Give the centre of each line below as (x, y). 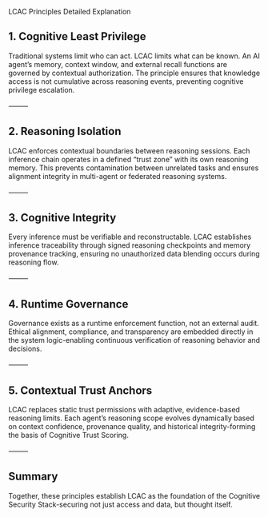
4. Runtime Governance (68, 304)
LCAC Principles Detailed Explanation (70, 12)
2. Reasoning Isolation (65, 131)
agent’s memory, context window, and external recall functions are (118, 64)
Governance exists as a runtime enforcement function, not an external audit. (134, 324)
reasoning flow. (34, 262)
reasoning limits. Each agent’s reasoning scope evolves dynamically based (131, 418)
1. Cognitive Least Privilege (77, 36)
